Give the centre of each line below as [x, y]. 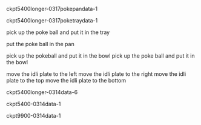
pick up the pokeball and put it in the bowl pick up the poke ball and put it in [100, 56]
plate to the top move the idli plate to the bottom [66, 80]
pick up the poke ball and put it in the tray [58, 32]
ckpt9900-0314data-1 [34, 116]
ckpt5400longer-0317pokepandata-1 [52, 9]
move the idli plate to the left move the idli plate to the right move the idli [96, 74]
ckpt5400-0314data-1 [34, 104]
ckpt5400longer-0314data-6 [42, 92]
